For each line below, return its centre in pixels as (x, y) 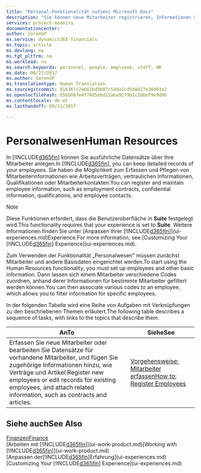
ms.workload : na (26, 62)
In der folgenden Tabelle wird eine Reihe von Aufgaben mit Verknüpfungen (98, 305)
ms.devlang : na (25, 51)
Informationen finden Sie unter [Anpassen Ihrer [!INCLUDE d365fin (88, 231)
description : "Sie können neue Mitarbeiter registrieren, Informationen (99, 17)
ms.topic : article (29, 45)
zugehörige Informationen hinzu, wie (61, 365)
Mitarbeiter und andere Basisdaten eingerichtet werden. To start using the (97, 262)
